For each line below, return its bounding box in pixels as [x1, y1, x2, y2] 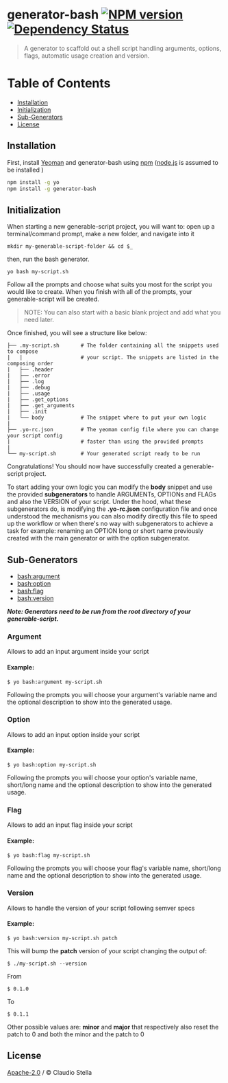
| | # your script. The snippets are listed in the [7, 354, 219, 361]
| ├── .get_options [7, 396, 69, 403]
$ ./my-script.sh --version [7, 960, 88, 968]
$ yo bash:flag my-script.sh [7, 852, 90, 858]
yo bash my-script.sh [7, 269, 69, 275]
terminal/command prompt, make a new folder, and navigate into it [7, 230, 195, 238]
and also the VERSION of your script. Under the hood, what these [7, 498, 192, 506]
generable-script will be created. [7, 295, 99, 304]
